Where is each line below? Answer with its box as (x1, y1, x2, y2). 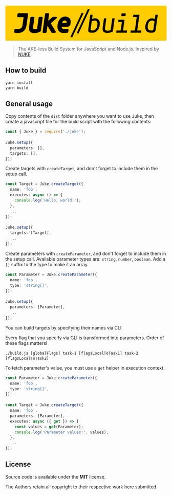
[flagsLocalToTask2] (5, 356, 50, 361)
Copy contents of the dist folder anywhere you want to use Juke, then (5, 113, 155, 119)
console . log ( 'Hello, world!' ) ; (14, 198, 81, 203)
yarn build (5, 85, 29, 90)
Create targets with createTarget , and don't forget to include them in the (5, 166, 158, 172)
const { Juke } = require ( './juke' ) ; (5, 129, 86, 134)
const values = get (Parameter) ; (14, 424, 83, 429)
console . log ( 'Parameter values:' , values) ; (14, 430, 109, 435)
